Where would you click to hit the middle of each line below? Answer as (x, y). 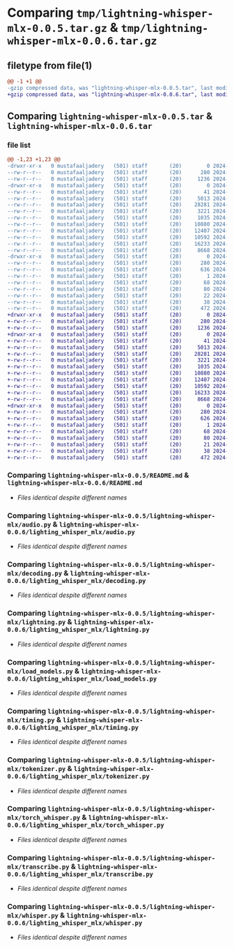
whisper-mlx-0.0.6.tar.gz (82, 41)
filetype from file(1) (50, 65)
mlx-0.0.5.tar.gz (57, 29)
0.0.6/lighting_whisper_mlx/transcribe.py (80, 874)
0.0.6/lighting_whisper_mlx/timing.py (73, 727)
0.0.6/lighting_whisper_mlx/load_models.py (82, 678)
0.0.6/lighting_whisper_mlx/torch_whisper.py (86, 825)
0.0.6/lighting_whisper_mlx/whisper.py (75, 923)
